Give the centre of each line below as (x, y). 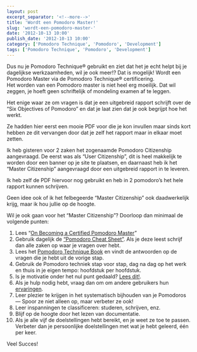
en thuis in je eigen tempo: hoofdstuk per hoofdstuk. (78, 270)
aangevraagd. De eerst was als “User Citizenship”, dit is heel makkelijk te (94, 156)
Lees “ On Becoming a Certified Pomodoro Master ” (76, 233)
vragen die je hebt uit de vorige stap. (59, 258)
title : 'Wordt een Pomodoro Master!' (53, 22)
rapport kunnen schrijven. (38, 186)
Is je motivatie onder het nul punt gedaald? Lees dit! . (78, 276)
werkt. (14, 115)
